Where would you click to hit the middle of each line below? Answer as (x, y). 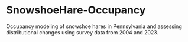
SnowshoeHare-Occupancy (76, 10)
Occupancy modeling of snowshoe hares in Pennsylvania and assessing (94, 26)
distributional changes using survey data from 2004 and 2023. (82, 32)
